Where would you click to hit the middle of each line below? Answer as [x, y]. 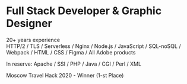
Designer [29, 23]
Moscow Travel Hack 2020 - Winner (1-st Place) [65, 75]
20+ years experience [33, 40]
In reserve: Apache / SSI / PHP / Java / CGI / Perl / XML [74, 64]
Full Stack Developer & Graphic [84, 11]
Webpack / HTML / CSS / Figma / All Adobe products [71, 52]
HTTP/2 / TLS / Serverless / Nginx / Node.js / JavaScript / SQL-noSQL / [93, 46]
